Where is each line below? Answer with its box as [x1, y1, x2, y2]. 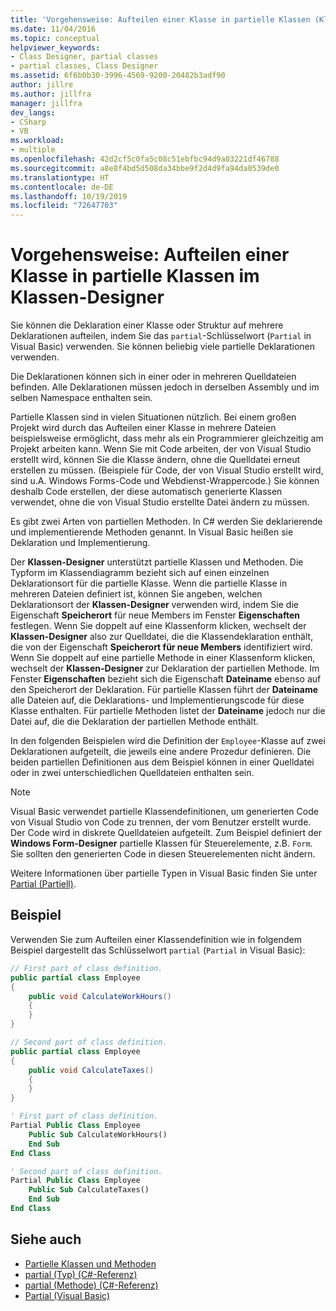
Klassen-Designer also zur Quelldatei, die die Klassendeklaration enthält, [10, 631, 314, 643]
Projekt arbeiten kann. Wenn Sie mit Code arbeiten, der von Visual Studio [10, 443, 312, 455]
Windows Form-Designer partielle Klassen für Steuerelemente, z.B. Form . [10, 837, 313, 850]
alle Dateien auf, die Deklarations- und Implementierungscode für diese [10, 694, 305, 706]
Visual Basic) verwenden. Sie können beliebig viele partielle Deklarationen [10, 341, 316, 353]
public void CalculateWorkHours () [28, 991, 172, 1001]
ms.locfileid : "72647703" [10, 201, 118, 211]
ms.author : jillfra [10, 89, 92, 99]
